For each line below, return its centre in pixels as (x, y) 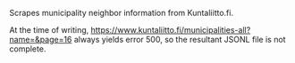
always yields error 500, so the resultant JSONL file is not (180, 39)
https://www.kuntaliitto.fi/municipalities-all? (171, 30)
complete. (28, 49)
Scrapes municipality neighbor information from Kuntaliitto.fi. (122, 13)
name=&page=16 (41, 39)
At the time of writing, (49, 30)
